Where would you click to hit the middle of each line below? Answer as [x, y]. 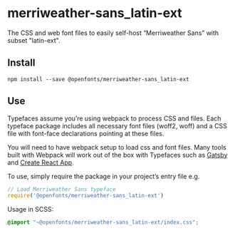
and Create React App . [41, 162]
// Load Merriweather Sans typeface [62, 189]
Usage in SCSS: [31, 209]
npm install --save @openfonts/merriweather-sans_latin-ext [99, 79]
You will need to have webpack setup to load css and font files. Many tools [117, 147]
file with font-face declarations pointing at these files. [86, 133]
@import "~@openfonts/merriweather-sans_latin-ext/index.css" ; [103, 222]
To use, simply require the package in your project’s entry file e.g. [104, 176]
